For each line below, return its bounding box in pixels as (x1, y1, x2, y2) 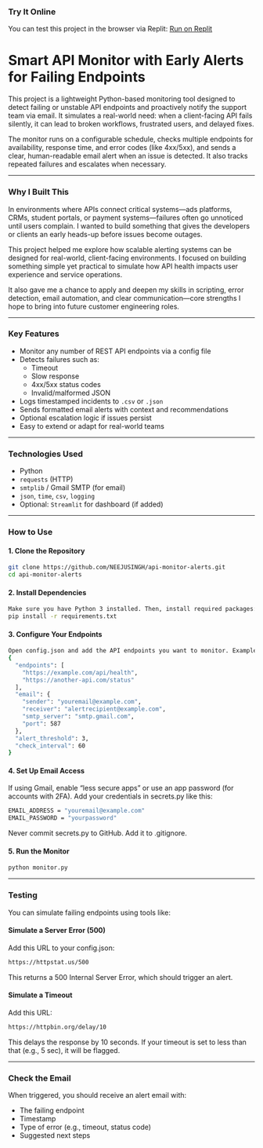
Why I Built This (8, 187, 69, 198)
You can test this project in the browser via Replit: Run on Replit (8, 24, 213, 34)
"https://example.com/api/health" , (22, 668, 139, 677)
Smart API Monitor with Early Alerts (8, 52, 244, 69)
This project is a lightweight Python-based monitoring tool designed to (8, 94, 236, 104)
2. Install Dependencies (8, 587, 87, 597)
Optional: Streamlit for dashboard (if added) (19, 499, 164, 509)
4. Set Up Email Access (8, 766, 85, 775)
